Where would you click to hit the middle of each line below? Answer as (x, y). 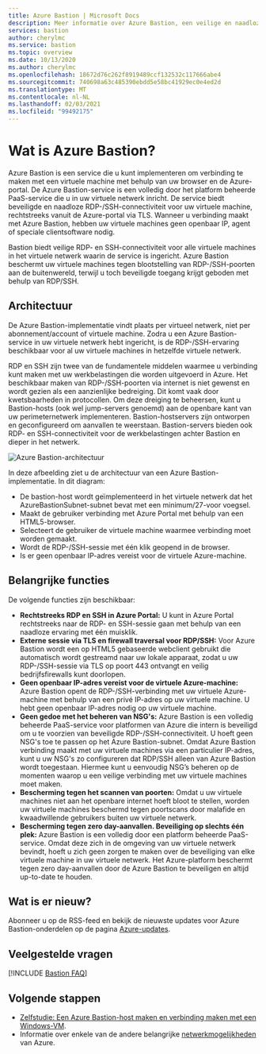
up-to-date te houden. (56, 876)
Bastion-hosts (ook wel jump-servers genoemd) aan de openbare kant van (130, 408)
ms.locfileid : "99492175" (51, 112)
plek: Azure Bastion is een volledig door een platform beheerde (123, 834)
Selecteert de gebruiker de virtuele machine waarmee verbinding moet (135, 530)
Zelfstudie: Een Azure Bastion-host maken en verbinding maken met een (138, 1017)
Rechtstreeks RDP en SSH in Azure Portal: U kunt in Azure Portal (127, 615)
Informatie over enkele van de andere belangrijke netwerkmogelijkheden (138, 1034)
